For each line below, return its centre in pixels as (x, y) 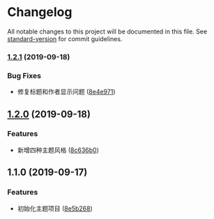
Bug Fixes (24, 75)
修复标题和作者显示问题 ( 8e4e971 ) (67, 92)
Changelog (40, 12)
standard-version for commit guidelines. (65, 38)
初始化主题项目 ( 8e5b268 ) (55, 208)
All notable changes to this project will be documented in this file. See (107, 31)
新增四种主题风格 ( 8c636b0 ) (58, 150)
